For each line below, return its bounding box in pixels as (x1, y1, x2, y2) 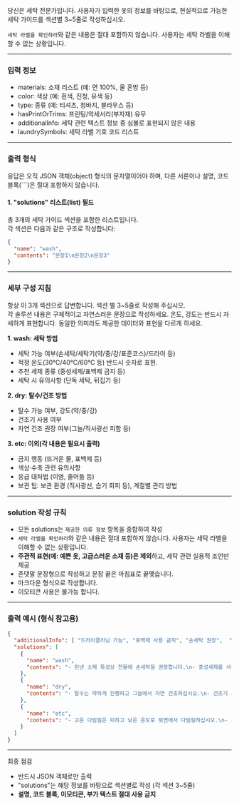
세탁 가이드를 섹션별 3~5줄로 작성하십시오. (7, 15, 126, 24)
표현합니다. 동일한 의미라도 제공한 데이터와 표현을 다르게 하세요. (26, 318, 203, 327)
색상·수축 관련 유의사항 (17, 463, 81, 472)
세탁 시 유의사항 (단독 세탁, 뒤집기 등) (17, 375, 121, 384)
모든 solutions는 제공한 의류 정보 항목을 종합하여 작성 (17, 525, 163, 533)
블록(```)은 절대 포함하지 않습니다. (7, 181, 100, 189)
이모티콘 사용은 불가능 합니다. (17, 587, 100, 596)
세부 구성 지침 (7, 283, 52, 293)
